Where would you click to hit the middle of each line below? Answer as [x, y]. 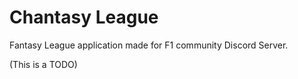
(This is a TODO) [43, 64]
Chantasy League [84, 17]
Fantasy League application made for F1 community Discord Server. [149, 45]
